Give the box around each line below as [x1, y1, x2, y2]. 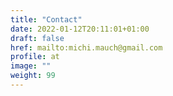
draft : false [10, 33, 65, 43]
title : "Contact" [10, 14, 83, 25]
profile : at [10, 52, 60, 62]
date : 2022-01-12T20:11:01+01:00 [10, 24, 150, 34]
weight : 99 [10, 71, 56, 81]
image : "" [10, 61, 52, 71]
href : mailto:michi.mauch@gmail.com [10, 42, 163, 53]
